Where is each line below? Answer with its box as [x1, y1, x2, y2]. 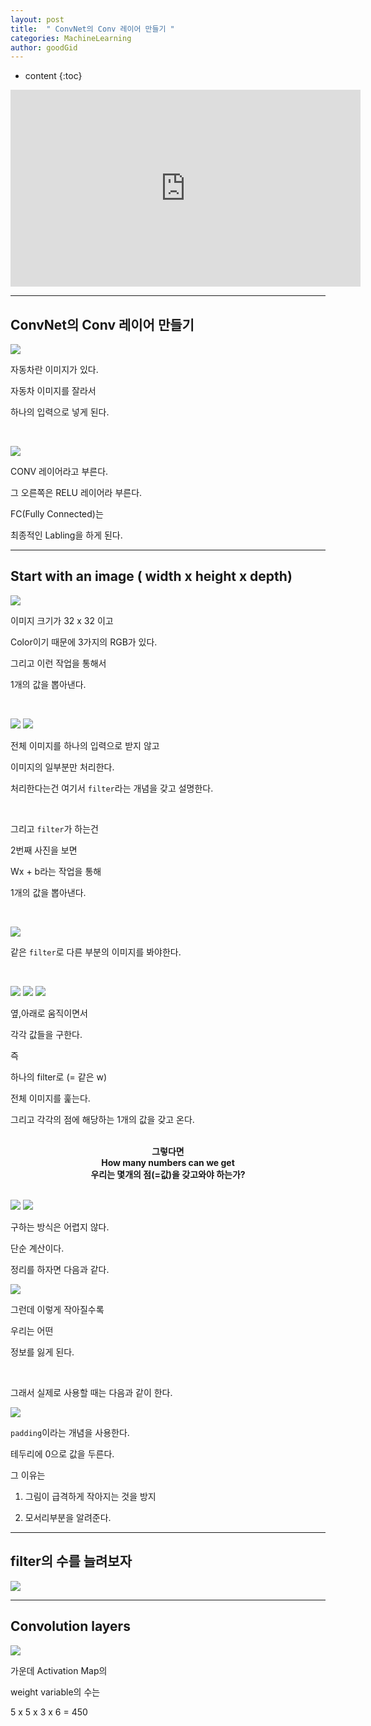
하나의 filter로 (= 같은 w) [10, 1071, 108, 1083]
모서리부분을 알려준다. [24, 1511, 112, 1523]
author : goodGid [10, 42, 78, 53]
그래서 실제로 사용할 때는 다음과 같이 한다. [10, 1386, 173, 1398]
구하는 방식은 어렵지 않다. [10, 1221, 110, 1233]
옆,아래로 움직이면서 [10, 1007, 88, 1019]
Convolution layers [10, 1618, 131, 1635]
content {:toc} [24, 70, 83, 82]
